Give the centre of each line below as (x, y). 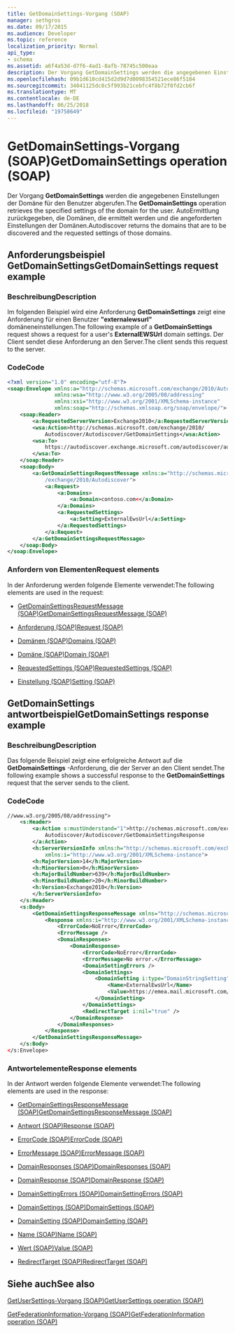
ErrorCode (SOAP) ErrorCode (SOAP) (70, 1139)
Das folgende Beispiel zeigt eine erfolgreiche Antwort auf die (95, 761)
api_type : (22, 53)
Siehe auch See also (51, 1284)
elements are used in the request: (56, 592)
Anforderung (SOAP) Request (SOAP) (70, 627)
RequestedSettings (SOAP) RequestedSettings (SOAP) (95, 668)
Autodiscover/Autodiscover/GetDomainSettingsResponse (124, 836)
